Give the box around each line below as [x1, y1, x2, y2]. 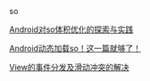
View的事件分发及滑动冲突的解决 [9, 62, 129, 72]
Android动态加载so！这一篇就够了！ [9, 43, 141, 53]
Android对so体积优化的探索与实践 [9, 24, 134, 35]
